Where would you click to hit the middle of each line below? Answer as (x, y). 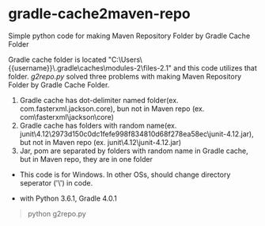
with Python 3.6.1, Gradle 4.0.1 (68, 198)
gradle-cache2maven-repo (100, 14)
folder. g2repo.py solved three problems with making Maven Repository (125, 76)
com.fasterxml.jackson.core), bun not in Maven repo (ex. (112, 109)
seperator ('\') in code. (56, 182)
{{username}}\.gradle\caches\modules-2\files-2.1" (90, 67)
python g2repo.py (57, 213)
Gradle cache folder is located (57, 59)
